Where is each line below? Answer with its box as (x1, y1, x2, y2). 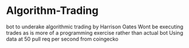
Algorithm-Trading (6, 4, 99, 17)
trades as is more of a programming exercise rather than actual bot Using (6, 29, 184, 36)
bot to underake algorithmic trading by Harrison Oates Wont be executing (6, 23, 184, 30)
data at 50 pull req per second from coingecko (6, 35, 119, 42)
